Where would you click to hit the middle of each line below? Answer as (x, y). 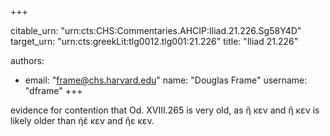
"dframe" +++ (53, 90)
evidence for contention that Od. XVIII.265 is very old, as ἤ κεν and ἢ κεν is (165, 110)
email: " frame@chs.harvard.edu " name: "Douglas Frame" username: (166, 80)
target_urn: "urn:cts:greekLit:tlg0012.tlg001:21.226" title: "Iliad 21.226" (154, 41)
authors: (27, 60)
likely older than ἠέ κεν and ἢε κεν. (82, 120)
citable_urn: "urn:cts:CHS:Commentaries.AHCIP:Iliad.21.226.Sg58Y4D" (156, 30)
